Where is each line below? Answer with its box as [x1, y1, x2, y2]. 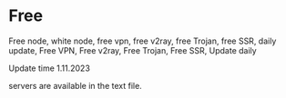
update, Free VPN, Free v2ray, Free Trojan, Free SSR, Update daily [8, 44, 257, 55]
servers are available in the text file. [8, 80, 142, 91]
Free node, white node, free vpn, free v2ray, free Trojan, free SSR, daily [8, 35, 277, 46]
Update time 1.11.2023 [8, 63, 90, 73]
